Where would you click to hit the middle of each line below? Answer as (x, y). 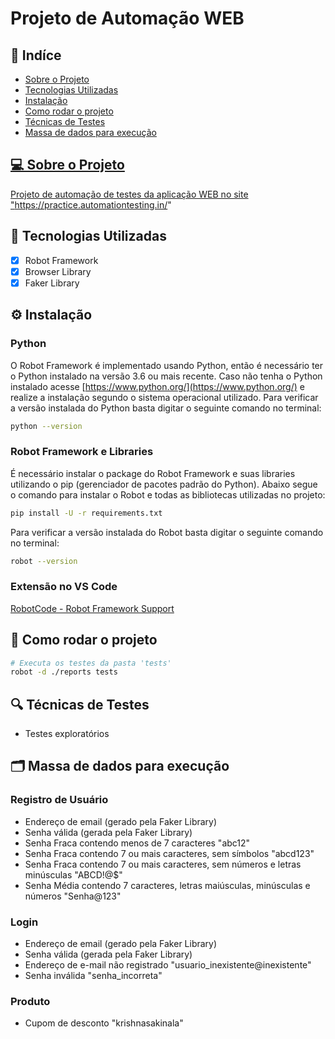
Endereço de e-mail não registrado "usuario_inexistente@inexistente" (168, 965)
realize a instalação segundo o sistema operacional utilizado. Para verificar (164, 397)
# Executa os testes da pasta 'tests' (91, 663)
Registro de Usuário (59, 800)
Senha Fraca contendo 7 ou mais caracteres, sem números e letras (163, 864)
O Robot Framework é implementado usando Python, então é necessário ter (167, 365)
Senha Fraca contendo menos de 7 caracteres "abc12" (137, 843)
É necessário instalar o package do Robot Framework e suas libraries (153, 473)
